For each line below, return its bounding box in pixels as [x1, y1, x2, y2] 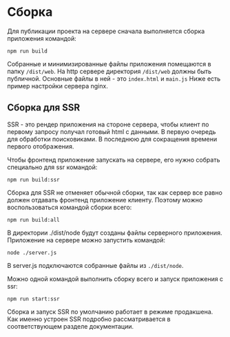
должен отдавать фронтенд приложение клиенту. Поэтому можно [7, 195, 203, 204]
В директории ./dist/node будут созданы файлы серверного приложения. [7, 229, 222, 237]
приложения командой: [7, 34, 77, 42]
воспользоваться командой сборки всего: [7, 203, 132, 211]
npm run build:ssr [7, 176, 60, 183]
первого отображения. [7, 142, 74, 151]
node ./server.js [7, 249, 57, 256]
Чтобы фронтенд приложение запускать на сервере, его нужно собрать [7, 155, 220, 164]
